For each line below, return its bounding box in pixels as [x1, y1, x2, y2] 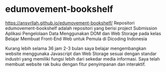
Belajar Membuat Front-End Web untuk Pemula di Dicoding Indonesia [5, 36, 147, 42]
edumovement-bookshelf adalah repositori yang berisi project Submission [5, 25, 158, 31]
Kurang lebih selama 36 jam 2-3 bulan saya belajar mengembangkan [5, 45, 147, 51]
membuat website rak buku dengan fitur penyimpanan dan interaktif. [5, 61, 146, 67]
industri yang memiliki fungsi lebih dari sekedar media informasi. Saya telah [5, 56, 160, 62]
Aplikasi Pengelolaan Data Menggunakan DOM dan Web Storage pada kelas [5, 30, 161, 36]
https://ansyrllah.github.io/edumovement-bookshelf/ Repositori [5, 20, 135, 26]
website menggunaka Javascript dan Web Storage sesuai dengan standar [5, 51, 157, 57]
